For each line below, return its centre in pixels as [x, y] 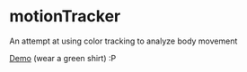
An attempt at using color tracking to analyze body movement [123, 41]
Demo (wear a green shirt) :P [63, 58]
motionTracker [65, 16]
